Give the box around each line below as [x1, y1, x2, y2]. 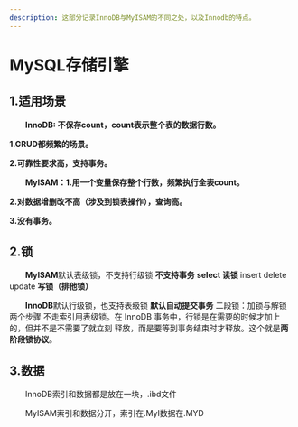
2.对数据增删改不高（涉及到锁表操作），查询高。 [9, 196, 188, 207]
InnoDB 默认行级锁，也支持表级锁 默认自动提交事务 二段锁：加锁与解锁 [25, 300, 287, 311]
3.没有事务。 [9, 215, 57, 226]
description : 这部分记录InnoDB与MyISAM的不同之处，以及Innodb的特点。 [9, 13, 256, 23]
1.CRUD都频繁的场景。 [9, 138, 94, 149]
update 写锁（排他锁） [9, 281, 93, 292]
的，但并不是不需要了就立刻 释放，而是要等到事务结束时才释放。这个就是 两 [9, 322, 289, 334]
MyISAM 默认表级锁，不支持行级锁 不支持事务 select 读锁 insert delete [25, 270, 287, 281]
